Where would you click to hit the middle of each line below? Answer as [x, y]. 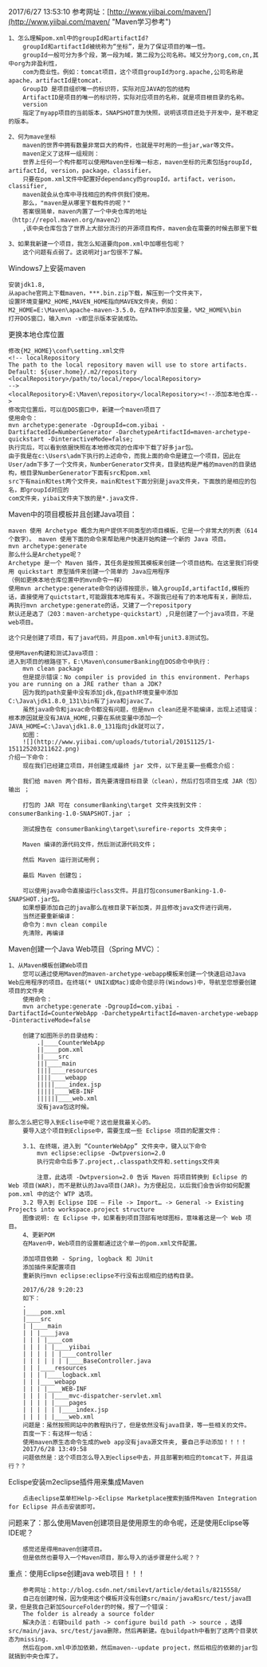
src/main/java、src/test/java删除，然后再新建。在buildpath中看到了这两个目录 [130, 1631]
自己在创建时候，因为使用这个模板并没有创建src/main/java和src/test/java [134, 1598]
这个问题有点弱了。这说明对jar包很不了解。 [84, 253]
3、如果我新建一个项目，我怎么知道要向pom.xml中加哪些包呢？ [97, 244]
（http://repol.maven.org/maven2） [66, 220]
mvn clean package [53, 669]
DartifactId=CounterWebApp [53, 1014]
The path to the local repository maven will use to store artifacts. [128, 365]
